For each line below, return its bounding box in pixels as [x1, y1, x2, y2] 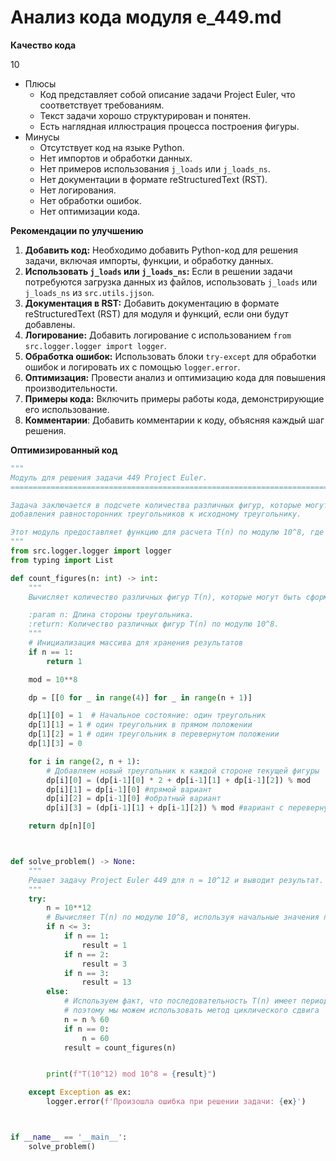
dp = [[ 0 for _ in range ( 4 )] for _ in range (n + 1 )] [28, 692, 253, 703]
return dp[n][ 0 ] [28, 821, 97, 831]
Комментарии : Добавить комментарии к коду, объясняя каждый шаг [24, 414, 325, 426]
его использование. [24, 403, 110, 415]
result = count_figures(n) [63, 1042, 177, 1053]
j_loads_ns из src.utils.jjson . [24, 286, 155, 298]
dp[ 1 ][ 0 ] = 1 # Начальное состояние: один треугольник [28, 711, 267, 721]
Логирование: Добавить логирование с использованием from [24, 329, 292, 341]
